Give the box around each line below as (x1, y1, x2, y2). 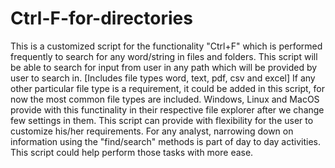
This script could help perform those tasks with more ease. (10, 146, 254, 158)
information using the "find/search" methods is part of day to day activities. (10, 135, 322, 147)
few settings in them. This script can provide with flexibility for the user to (10, 114, 314, 126)
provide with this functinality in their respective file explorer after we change (10, 103, 325, 116)
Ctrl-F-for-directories (10, 7, 193, 30)
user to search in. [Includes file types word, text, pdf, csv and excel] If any (10, 72, 316, 84)
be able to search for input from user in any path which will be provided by (10, 61, 318, 73)
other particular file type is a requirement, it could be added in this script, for (10, 82, 326, 94)
